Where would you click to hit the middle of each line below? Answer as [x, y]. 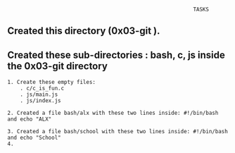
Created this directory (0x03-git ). [84, 31]
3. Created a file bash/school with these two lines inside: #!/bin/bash [118, 132]
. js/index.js [40, 101]
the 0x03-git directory [57, 66]
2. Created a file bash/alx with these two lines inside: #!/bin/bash [113, 113]
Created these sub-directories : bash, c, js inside [116, 55]
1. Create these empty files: [52, 82]
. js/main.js [39, 94]
